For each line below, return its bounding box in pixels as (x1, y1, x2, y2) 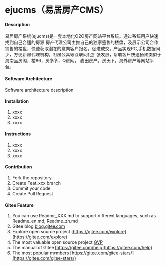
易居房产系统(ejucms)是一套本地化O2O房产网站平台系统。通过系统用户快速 (5, 33, 159, 39)
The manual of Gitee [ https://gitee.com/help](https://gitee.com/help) (12, 245, 153, 251)
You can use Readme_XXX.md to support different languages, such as (12, 213, 156, 219)
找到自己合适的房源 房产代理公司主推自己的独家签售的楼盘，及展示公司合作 (5, 39, 159, 45)
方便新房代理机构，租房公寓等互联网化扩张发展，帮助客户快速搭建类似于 (13, 52, 162, 57)
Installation (5, 98, 29, 104)
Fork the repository (12, 175, 52, 181)
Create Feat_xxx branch (12, 180, 61, 186)
